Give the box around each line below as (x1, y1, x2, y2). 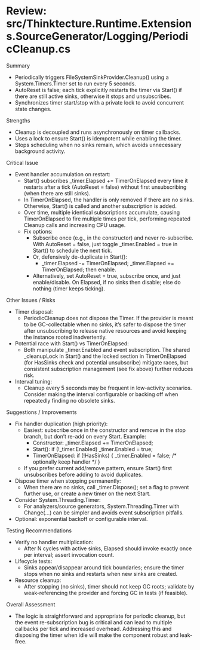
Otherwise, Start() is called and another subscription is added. (23, 202, 177, 210)
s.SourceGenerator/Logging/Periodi (6, 30, 189, 43)
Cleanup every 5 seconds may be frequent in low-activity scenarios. (23, 384, 192, 391)
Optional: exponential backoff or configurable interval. (14, 515, 148, 522)
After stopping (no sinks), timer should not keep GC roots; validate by (23, 582, 195, 590)
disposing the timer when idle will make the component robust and (14, 631, 179, 639)
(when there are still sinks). (23, 189, 91, 197)
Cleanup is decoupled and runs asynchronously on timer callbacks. (14, 128, 181, 136)
